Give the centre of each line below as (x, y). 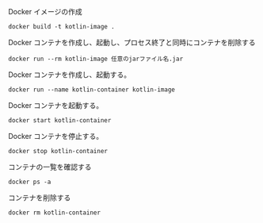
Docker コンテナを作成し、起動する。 (70, 75)
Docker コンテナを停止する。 (56, 136)
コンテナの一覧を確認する (50, 167)
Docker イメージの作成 (45, 12)
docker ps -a (30, 182)
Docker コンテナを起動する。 (56, 105)
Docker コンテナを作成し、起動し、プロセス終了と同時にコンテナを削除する (132, 42)
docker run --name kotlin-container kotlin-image (92, 90)
